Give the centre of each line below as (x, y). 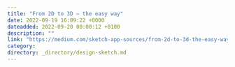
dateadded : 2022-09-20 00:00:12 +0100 (64, 27)
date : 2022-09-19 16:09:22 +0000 (56, 20)
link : (15, 40)
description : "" (31, 33)
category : (22, 46)
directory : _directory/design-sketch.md (67, 53)
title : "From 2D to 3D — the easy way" (65, 14)
